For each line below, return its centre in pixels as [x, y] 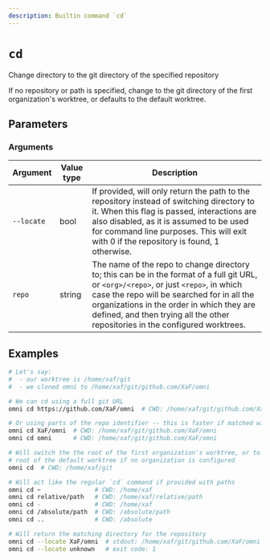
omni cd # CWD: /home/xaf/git [61, 468]
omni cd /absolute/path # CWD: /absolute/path [90, 512]
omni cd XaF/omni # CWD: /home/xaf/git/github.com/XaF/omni [113, 431]
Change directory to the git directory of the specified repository [114, 75]
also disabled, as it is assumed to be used [170, 222]
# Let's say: [30, 372]
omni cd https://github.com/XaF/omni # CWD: [86, 409]
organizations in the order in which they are [174, 305]
